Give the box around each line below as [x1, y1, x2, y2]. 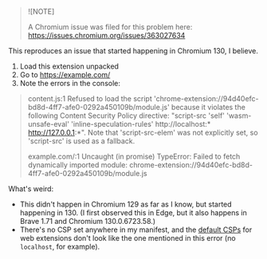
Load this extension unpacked [19, 61, 120, 71]
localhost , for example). [19, 242, 100, 251]
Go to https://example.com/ [19, 70, 111, 79]
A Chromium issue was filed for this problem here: [27, 22, 193, 31]
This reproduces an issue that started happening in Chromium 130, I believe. [8, 46, 259, 55]
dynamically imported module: [27, 160, 128, 170]
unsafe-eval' [27, 120, 70, 128]
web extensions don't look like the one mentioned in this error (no [19, 233, 237, 242]
